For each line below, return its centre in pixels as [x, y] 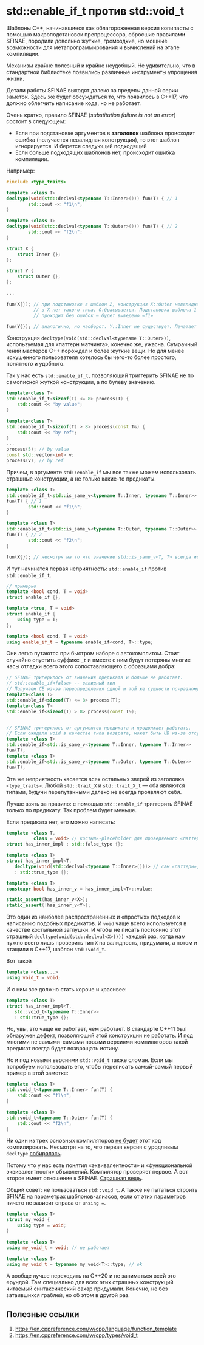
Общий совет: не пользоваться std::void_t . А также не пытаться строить [102, 1190]
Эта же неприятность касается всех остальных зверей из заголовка [95, 779]
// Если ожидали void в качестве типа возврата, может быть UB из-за [96, 733]
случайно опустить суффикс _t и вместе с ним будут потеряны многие [99, 660]
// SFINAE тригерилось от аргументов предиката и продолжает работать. [99, 728]
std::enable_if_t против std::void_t [95, 11]
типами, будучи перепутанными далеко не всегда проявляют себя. [94, 792]
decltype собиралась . [34, 1154]
